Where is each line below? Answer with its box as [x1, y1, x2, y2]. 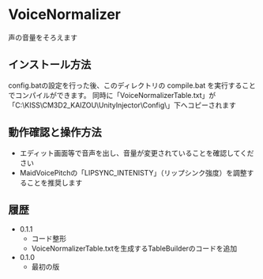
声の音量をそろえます [8, 32, 77, 42]
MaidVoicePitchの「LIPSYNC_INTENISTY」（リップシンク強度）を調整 [19, 168, 247, 177]
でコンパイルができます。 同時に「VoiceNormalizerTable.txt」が [8, 90, 216, 100]
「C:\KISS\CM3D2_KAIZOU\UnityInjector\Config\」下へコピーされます [8, 100, 237, 110]
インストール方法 [8, 58, 92, 72]
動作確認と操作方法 [8, 126, 102, 139]
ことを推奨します [26, 178, 83, 187]
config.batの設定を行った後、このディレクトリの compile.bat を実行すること [8, 81, 257, 90]
